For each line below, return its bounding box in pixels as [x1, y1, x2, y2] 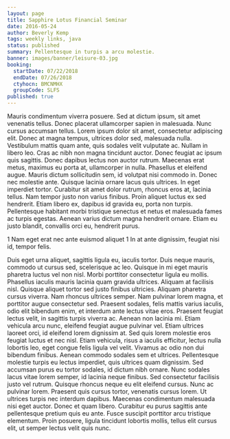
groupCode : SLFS [13, 87, 60, 94]
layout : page [7, 10, 45, 17]
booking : [7, 61, 32, 68]
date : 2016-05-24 [7, 23, 57, 30]
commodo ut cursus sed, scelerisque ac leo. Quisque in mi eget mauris [7, 263, 208, 271]
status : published [7, 42, 60, 49]
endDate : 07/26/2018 [13, 74, 72, 81]
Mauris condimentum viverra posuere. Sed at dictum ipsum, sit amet [7, 112, 200, 120]
